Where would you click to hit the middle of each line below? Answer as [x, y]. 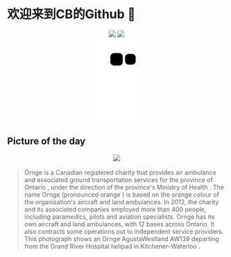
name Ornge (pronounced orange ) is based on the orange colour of [122, 194]
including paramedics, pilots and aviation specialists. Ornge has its [119, 217]
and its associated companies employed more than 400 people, [115, 209]
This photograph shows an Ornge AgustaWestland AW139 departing [122, 239]
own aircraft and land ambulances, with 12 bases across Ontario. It [119, 224]
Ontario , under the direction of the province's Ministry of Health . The [124, 187]
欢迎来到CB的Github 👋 [71, 14]
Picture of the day [46, 141]
